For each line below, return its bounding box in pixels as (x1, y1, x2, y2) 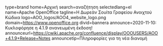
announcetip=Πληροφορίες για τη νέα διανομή (51, 35, 147, 41)
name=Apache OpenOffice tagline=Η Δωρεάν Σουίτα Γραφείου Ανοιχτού (5, 9, 152, 15)
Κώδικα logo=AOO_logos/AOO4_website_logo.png (5, 15, 106, 20)
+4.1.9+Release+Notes (5, 35, 51, 41)
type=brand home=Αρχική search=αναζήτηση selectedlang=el (5, 4, 132, 10)
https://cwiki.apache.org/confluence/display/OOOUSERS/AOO (33, 30, 158, 36)
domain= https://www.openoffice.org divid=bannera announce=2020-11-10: (5, 20, 157, 25)
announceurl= (5, 30, 33, 36)
